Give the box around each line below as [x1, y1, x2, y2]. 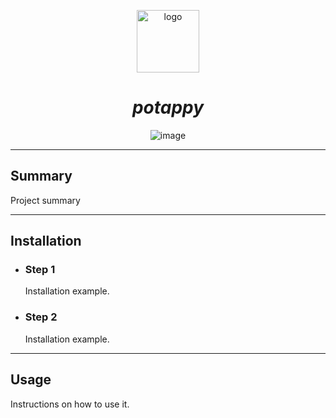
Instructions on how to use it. [10, 398, 130, 410]
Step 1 [24, 263, 56, 277]
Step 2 [24, 310, 58, 324]
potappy [131, 96, 205, 119]
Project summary [10, 194, 81, 206]
